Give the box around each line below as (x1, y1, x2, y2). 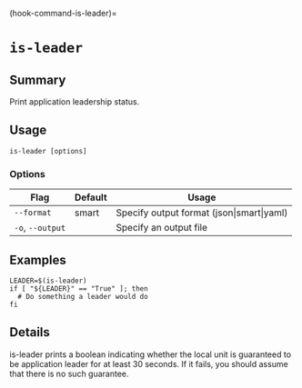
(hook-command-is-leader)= (9, 8, 117, 18)
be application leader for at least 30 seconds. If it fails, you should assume (9, 358, 288, 369)
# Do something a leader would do (17, 292, 148, 301)
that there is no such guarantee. (9, 368, 129, 379)
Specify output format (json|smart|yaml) (116, 206, 288, 219)
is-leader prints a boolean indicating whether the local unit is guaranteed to (9, 349, 292, 360)
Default (74, 191, 107, 204)
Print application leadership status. (9, 96, 140, 107)
